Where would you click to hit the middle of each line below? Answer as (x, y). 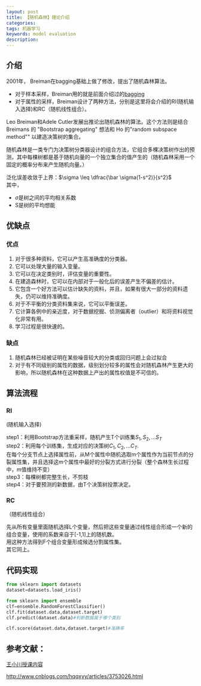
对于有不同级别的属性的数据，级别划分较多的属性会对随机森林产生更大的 (104, 365)
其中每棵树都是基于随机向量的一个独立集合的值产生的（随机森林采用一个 (106, 157)
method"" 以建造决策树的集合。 (45, 136)
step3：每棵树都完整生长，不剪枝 (47, 477)
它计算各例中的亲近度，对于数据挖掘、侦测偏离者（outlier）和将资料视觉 (104, 311)
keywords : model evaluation (41, 34)
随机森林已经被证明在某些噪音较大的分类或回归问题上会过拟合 (91, 357)
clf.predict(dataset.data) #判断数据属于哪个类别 (63, 618)
